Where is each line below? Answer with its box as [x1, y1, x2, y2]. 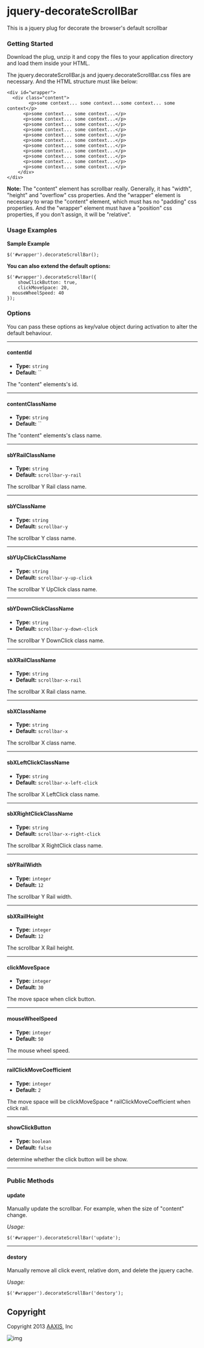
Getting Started [7, 39, 53, 48]
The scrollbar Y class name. [7, 534, 76, 542]
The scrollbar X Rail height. [7, 944, 74, 951]
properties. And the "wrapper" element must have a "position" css [7, 204, 173, 212]
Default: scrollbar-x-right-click [15, 830, 100, 837]
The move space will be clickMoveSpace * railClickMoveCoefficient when [7, 1098, 191, 1105]
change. [7, 1212, 28, 1219]
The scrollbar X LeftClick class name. [7, 790, 100, 798]
